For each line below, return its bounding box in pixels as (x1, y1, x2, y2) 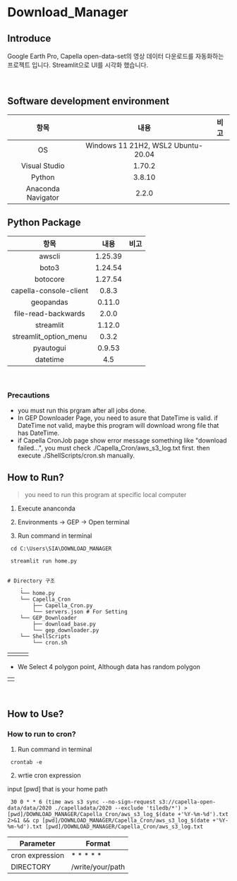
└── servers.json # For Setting (32, 608, 128, 615)
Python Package (7, 217, 81, 229)
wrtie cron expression (17, 771, 81, 780)
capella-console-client (11, 285, 89, 295)
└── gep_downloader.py (32, 626, 99, 634)
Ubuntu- (174, 140, 203, 150)
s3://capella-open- (158, 798, 217, 805)
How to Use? (7, 708, 64, 720)
